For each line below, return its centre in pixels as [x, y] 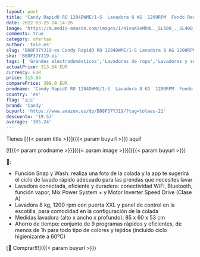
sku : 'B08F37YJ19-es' [33, 56]
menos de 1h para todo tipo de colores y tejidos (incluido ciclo [91, 230]
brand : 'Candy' [25, 105]
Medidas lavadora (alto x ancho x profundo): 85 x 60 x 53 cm [90, 218]
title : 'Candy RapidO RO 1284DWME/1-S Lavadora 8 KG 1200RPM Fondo [96, 17]
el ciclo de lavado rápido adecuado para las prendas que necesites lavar [104, 180]
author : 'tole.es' [29, 45]
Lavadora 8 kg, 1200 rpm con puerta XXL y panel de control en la [95, 205]
